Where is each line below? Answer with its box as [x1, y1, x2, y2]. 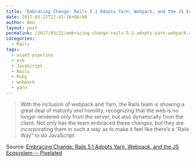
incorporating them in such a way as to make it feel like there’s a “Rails [20, 125, 190, 132]
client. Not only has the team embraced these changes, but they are [20, 119, 184, 126]
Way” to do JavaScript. [20, 132, 76, 139]
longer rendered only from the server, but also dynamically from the [20, 113, 184, 120]
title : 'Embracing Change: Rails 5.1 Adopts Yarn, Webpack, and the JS [6, 8, 184, 15]
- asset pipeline [11, 52, 54, 58]
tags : [6, 47, 19, 53]
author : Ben [6, 19, 35, 25]
